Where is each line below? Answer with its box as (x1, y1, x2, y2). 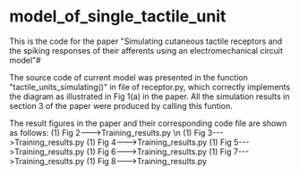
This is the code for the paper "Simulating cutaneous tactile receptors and (9, 36, 283, 46)
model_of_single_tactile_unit (9, 6, 226, 27)
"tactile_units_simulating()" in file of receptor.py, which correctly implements (9, 81, 291, 92)
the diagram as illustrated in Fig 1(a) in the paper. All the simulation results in (9, 91, 290, 102)
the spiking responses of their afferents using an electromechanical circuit (9, 45, 284, 55)
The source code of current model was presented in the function (9, 71, 248, 82)
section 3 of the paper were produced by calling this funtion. (9, 100, 233, 111)
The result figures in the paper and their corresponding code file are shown (9, 118, 287, 129)
